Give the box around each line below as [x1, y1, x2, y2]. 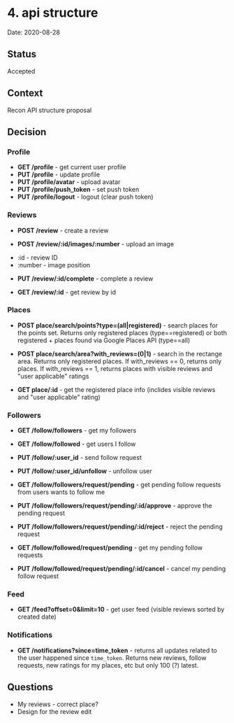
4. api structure [7, 5, 98, 21]
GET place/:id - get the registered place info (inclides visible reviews [17, 385, 216, 393]
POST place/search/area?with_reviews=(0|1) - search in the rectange [17, 349, 222, 358]
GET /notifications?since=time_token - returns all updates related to [17, 646, 218, 654]
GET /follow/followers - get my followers [17, 426, 137, 435]
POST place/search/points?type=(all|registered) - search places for [17, 321, 219, 330]
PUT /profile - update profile [17, 170, 100, 179]
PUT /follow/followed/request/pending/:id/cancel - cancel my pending [17, 565, 226, 573]
